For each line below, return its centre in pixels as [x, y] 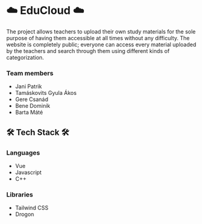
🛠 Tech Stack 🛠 [38, 132]
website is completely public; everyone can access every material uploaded [101, 44]
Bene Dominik [33, 106]
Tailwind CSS [32, 208]
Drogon [25, 214]
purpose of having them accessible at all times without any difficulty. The [98, 38]
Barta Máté [29, 113]
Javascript [28, 172]
